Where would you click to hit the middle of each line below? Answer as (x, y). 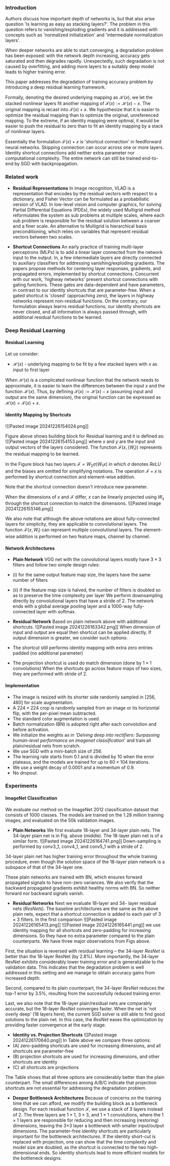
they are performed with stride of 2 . (50, 674)
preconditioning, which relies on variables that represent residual (80, 231)
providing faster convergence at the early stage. (56, 1025)
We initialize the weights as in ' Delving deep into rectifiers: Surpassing (86, 735)
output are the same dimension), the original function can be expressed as (83, 397)
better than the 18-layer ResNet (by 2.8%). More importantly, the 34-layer (82, 956)
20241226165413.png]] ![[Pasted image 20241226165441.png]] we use (87, 925)
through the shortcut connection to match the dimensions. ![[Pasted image (83, 503)
